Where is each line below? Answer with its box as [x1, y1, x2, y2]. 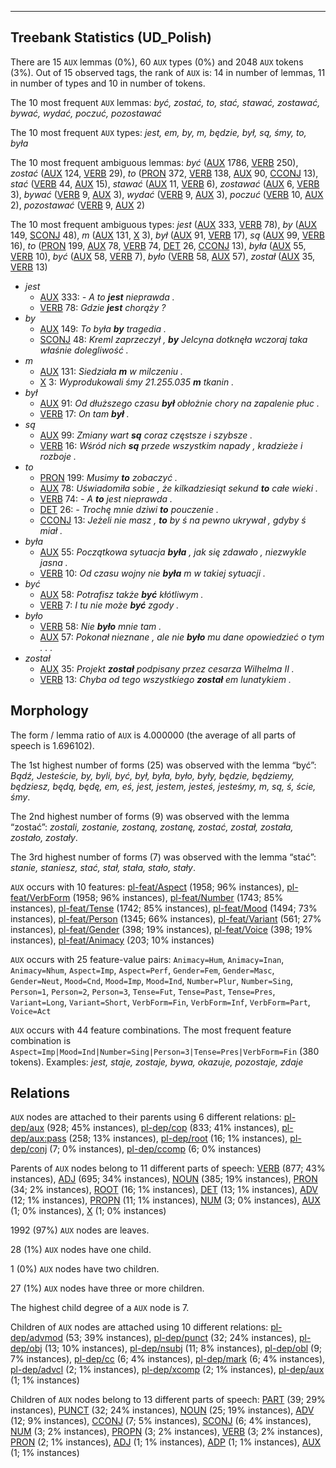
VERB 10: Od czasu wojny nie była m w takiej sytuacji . [39, 567, 266, 579]
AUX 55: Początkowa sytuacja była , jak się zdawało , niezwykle [39, 546, 307, 558]
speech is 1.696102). [10, 739, 95, 751]
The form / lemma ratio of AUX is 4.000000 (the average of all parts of [10, 729, 297, 741]
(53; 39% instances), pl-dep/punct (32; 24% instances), [64, 1332, 298, 1344]
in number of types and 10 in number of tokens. [10, 77, 206, 89]
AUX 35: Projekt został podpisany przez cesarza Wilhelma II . [39, 662, 295, 675]
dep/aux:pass [10, 1132, 67, 1145]
